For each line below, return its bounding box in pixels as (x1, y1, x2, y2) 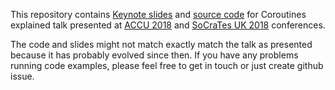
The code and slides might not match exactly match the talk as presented (10, 39, 313, 50)
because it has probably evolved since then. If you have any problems (10, 49, 299, 61)
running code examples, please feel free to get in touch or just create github (10, 60, 324, 71)
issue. (10, 70, 35, 82)
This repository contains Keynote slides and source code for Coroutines (10, 9, 307, 20)
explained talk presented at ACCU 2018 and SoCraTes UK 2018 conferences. (10, 19, 326, 31)
